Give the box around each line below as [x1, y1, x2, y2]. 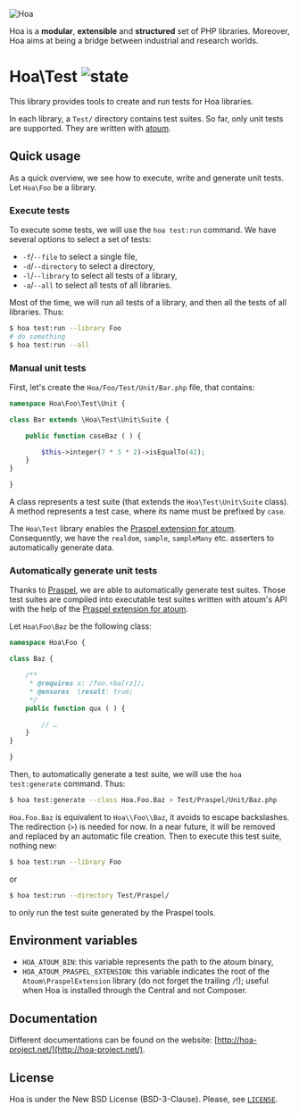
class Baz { [9, 655, 54, 664]
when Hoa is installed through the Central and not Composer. [21, 985, 248, 996]
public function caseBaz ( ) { [25, 431, 142, 440]
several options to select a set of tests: [9, 234, 152, 245]
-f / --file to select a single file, [21, 251, 138, 263]
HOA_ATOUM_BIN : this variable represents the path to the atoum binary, [21, 957, 274, 967]
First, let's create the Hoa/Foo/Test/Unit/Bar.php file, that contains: [9, 381, 255, 392]
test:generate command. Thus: [9, 778, 126, 790]
